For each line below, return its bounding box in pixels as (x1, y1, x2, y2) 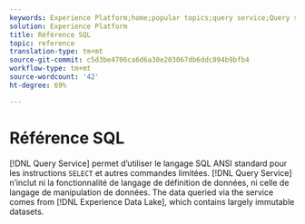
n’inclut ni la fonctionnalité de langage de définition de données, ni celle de (9, 177, 290, 188)
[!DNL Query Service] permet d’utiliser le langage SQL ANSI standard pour (9, 158, 288, 169)
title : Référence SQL (9, 30, 92, 39)
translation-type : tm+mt (9, 47, 103, 56)
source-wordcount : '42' (9, 73, 100, 82)
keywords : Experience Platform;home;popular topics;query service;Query (9, 13, 290, 23)
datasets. (9, 206, 44, 217)
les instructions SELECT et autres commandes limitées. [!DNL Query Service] (9, 167, 292, 178)
